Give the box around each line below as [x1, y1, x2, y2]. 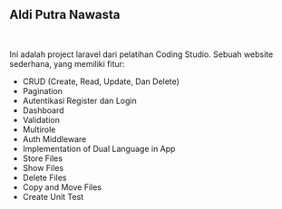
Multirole [22, 124, 56, 135]
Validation [22, 114, 61, 125]
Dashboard [22, 104, 65, 116]
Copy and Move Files [22, 181, 102, 193]
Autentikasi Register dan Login [22, 95, 138, 106]
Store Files [22, 153, 63, 164]
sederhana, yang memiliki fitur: [9, 58, 125, 69]
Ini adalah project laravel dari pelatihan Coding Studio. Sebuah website [9, 49, 274, 60]
